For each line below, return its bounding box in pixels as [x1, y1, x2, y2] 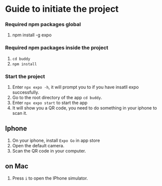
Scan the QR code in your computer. [12, 148, 86, 154]
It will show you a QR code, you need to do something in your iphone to [12, 105, 157, 111]
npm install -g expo [12, 32, 52, 38]
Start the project [5, 73, 45, 80]
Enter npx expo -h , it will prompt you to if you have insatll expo [12, 84, 139, 90]
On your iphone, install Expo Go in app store [12, 137, 100, 143]
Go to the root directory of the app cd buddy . [12, 95, 102, 101]
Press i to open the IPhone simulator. [12, 175, 88, 181]
